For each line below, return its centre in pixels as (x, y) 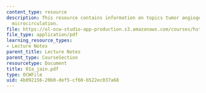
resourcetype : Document (37, 63)
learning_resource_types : (39, 40)
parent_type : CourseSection (42, 58)
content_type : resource (37, 12)
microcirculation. (36, 23)
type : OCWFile (25, 75)
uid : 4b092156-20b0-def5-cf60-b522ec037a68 (63, 80)
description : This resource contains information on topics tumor (93, 18)
